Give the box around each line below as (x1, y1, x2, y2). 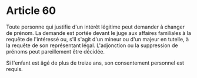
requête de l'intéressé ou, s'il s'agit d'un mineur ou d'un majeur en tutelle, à (6, 36, 189, 42)
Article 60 (6, 4, 56, 17)
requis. (6, 65, 23, 72)
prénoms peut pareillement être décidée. (6, 48, 105, 55)
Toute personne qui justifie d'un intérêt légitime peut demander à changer (6, 23, 185, 30)
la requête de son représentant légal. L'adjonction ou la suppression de (6, 42, 178, 49)
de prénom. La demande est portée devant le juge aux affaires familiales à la (6, 29, 191, 36)
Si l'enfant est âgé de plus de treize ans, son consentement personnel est (6, 59, 184, 66)
